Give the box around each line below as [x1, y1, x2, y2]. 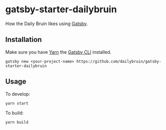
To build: [5, 110, 24, 116]
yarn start [5, 101, 29, 106]
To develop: [5, 91, 30, 97]
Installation [5, 35, 42, 44]
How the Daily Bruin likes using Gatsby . [5, 20, 88, 27]
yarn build [5, 119, 29, 125]
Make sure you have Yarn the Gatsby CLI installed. [5, 49, 112, 55]
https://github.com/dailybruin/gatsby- [76, 59, 161, 64]
